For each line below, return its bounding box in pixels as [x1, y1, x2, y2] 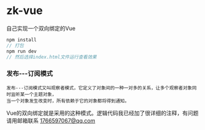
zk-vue [6, 4, 43, 18]
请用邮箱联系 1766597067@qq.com [6, 117, 95, 124]
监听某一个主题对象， [10, 91, 57, 98]
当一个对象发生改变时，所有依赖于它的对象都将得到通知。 [6, 98, 130, 104]
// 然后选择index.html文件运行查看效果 [6, 54, 97, 60]
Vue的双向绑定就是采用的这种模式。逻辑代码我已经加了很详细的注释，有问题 [6, 109, 199, 117]
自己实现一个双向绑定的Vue [6, 24, 76, 32]
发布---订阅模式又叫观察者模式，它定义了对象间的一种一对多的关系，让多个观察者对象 [6, 85, 193, 91]
